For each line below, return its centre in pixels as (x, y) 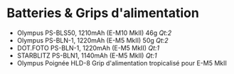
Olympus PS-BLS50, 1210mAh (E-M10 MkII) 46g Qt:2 (94, 33)
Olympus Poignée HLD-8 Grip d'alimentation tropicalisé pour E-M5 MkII (122, 63)
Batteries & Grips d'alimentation (103, 13)
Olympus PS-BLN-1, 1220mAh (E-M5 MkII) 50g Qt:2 (92, 40)
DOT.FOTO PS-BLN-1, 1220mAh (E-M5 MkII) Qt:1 (88, 48)
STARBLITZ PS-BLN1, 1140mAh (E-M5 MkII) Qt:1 (87, 55)
